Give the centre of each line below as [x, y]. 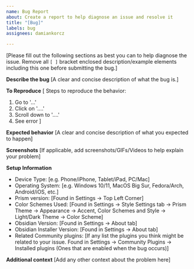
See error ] [28, 121]
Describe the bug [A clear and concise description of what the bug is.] [93, 80]
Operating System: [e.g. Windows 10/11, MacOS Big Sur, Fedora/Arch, [99, 186]
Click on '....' [30, 109]
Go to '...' [25, 102]
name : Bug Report [28, 12]
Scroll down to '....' [37, 115]
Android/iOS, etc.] [37, 192]
